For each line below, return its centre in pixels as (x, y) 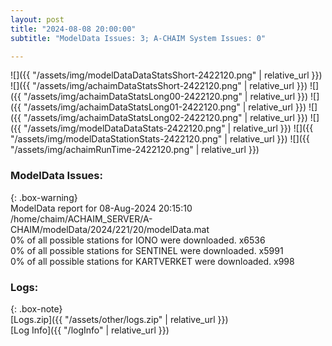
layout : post (37, 19)
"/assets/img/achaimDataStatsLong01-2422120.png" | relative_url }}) (165, 107)
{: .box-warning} (44, 197)
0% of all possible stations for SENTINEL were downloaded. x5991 (147, 250)
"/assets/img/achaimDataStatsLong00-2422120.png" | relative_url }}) (166, 97)
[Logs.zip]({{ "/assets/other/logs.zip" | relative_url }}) (119, 319)
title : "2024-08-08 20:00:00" (73, 29)
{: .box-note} (36, 308)
